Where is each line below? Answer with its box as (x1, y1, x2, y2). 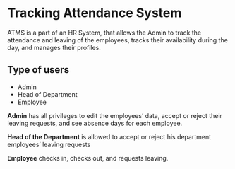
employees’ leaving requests (7, 140, 91, 148)
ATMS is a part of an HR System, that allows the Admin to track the (7, 28, 202, 37)
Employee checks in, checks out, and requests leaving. (7, 153, 169, 162)
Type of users (7, 64, 69, 76)
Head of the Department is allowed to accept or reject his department (7, 132, 212, 141)
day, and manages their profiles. (7, 43, 101, 52)
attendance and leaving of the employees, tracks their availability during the (7, 35, 228, 44)
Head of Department (17, 90, 78, 98)
